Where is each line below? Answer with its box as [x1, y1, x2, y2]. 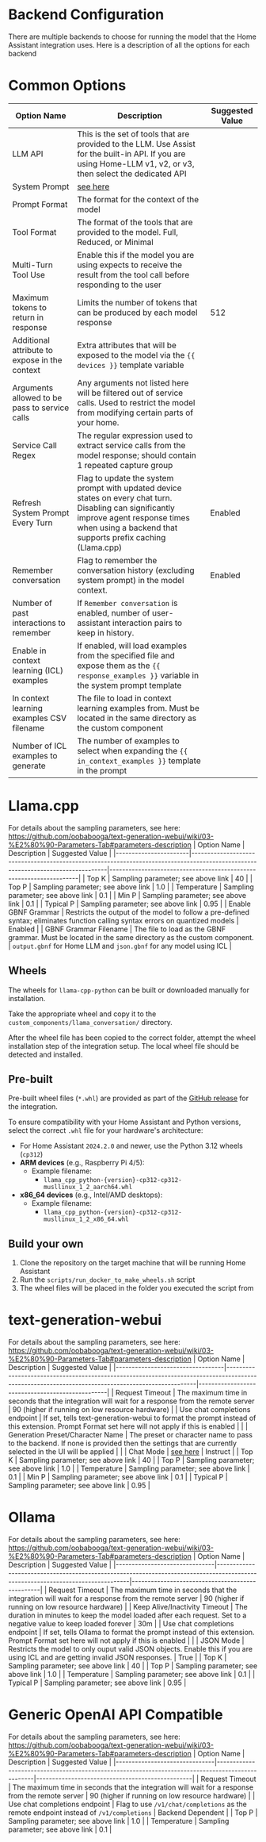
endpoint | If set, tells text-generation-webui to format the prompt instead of [8, 1414, 256, 1423]
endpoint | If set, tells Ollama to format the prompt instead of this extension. [8, 1628, 255, 1637]
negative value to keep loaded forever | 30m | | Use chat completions [8, 1619, 234, 1629]
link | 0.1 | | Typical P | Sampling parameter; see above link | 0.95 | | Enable [8, 899, 251, 908]
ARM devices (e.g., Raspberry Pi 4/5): [19, 1158, 145, 1168]
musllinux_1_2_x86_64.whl [43, 1215, 129, 1223]
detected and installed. [8, 1050, 83, 1059]
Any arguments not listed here [77, 377, 189, 388]
